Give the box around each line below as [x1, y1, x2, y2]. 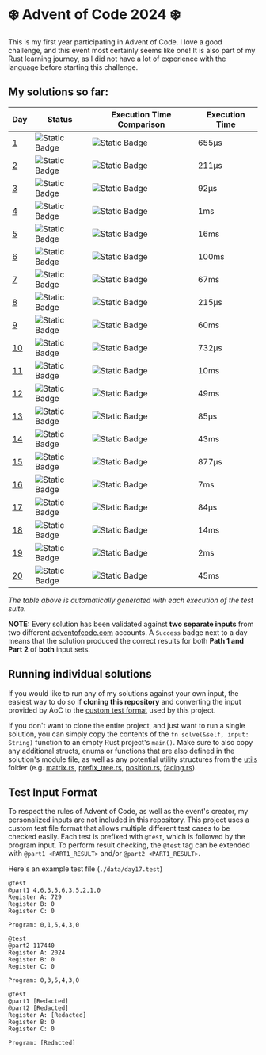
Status [47, 113, 73, 124]
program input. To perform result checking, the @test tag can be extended [8, 840, 251, 850]
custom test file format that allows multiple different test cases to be [8, 824, 230, 833]
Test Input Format [8, 786, 97, 799]
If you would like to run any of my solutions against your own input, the [8, 688, 239, 698]
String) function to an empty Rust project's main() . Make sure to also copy [8, 737, 253, 747]
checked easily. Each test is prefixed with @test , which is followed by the [8, 832, 245, 842]
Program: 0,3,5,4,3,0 [8, 977, 80, 984]
